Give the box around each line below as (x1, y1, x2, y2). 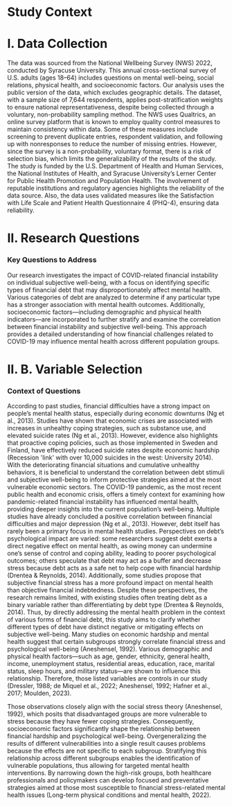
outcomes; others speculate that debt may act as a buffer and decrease (7, 557, 212, 565)
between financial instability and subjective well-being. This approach (7, 322, 207, 331)
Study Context (7, 4, 92, 20)
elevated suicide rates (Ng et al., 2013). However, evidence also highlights (7, 431, 218, 440)
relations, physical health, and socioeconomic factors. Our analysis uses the (7, 81, 225, 89)
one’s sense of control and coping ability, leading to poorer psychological (7, 549, 216, 558)
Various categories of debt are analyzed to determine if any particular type (7, 292, 220, 301)
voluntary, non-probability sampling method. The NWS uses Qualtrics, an (7, 110, 216, 119)
